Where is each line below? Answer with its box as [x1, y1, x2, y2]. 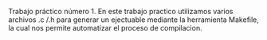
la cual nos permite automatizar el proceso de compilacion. [8, 24, 202, 32]
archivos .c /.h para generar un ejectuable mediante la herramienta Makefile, [8, 15, 259, 24]
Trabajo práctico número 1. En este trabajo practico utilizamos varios [8, 7, 234, 16]
